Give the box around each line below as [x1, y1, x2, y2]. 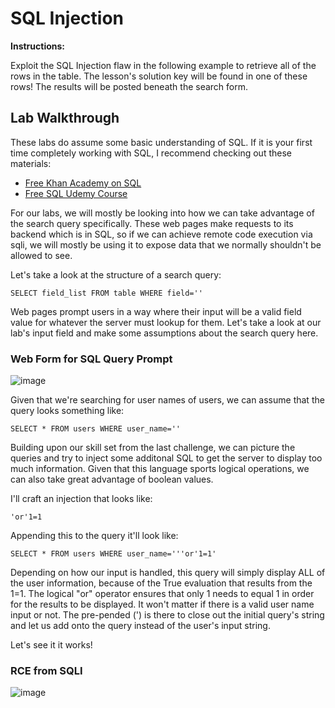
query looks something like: [10, 405, 125, 417]
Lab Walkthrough [10, 110, 120, 127]
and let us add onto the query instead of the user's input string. [10, 620, 271, 632]
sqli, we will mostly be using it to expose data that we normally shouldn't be [10, 238, 322, 251]
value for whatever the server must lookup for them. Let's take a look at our [10, 316, 322, 328]
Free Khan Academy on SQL [24, 177, 142, 189]
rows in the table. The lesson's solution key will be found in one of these [10, 70, 308, 82]
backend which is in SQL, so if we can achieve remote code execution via [10, 228, 313, 240]
